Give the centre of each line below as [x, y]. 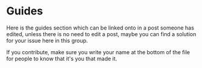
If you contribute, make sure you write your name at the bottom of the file [98, 52]
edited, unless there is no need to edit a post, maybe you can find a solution [101, 34]
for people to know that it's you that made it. [62, 58]
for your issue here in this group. [47, 40]
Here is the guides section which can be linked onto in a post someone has [100, 28]
